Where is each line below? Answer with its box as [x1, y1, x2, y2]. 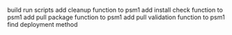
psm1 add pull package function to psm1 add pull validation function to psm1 [7, 13, 225, 21]
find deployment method [7, 21, 78, 28]
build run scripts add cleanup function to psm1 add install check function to [7, 6, 223, 14]
